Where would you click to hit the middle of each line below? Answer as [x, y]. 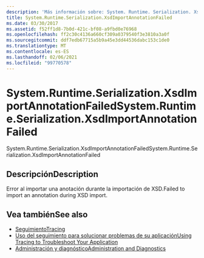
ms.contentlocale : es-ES [38, 52]
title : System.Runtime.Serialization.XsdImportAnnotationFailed [89, 18]
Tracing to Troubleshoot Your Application [66, 242]
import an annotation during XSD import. [57, 195]
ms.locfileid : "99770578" [39, 63]
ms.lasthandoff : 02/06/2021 [42, 57]
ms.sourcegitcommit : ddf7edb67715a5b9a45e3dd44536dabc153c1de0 [88, 40]
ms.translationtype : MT [36, 46]
